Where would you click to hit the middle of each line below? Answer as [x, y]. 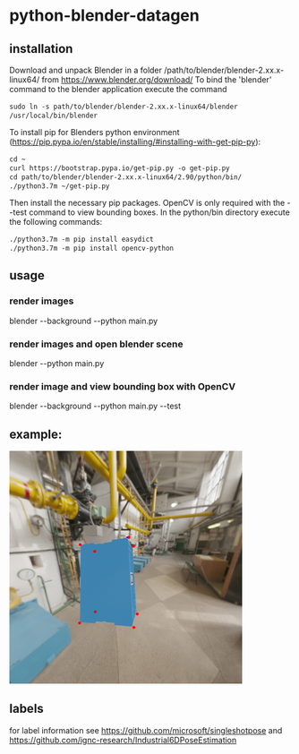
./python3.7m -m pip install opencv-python [92, 248]
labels [27, 709]
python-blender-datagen [104, 16]
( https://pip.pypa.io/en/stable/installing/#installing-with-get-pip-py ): [135, 141]
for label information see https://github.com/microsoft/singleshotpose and [146, 730]
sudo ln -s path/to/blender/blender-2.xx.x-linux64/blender [124, 107]
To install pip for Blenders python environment [95, 132]
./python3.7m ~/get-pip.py [60, 186]
